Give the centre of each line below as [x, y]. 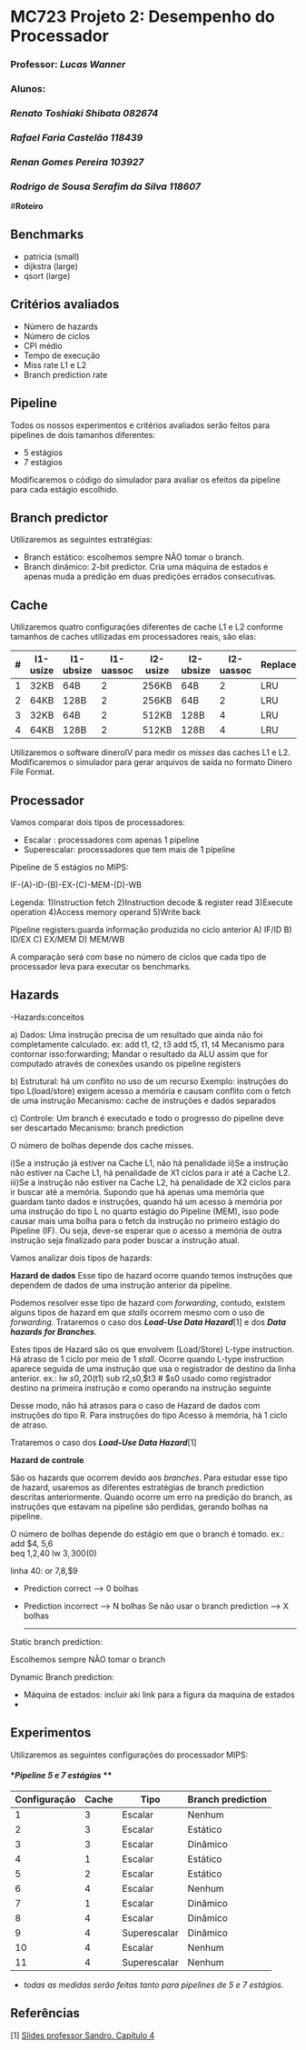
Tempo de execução [62, 355]
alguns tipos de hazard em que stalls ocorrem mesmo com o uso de [138, 1312]
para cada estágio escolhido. [64, 489]
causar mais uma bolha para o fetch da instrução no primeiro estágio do [145, 1220]
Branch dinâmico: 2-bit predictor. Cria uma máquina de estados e [146, 567]
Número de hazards [60, 326]
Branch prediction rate [65, 374]
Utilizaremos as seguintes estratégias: [82, 540]
